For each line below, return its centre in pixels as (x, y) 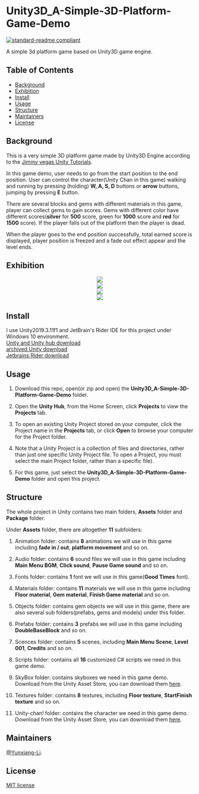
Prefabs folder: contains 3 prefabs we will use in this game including (98, 624)
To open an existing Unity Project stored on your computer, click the (98, 424)
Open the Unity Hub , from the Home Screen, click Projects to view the (101, 406)
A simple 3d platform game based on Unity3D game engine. (80, 51)
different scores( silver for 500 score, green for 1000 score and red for (93, 216)
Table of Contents (40, 70)
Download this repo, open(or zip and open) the (72, 388)
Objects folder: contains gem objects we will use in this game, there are (102, 606)
